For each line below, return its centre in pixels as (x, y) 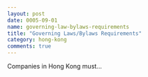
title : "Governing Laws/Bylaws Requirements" (74, 33)
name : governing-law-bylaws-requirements (68, 27)
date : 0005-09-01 (32, 20)
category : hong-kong (37, 40)
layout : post (26, 14)
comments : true (29, 46)
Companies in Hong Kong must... (55, 66)
